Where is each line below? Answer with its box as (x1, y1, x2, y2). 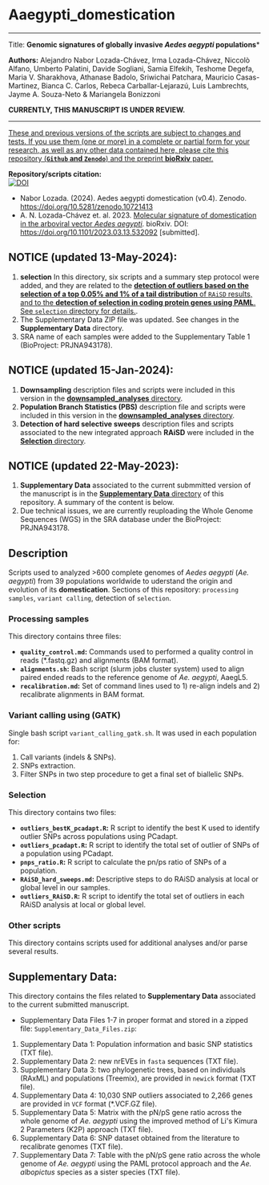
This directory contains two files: (8, 808, 117, 817)
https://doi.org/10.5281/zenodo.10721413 (19, 202, 154, 211)
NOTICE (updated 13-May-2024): (8, 250, 178, 264)
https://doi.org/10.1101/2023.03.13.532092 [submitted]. (19, 227, 200, 237)
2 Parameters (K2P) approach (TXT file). (19, 1125, 154, 1134)
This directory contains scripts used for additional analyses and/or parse (8, 938, 248, 948)
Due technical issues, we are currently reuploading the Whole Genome (19, 506, 254, 515)
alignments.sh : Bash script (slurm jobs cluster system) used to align (19, 664, 244, 674)
